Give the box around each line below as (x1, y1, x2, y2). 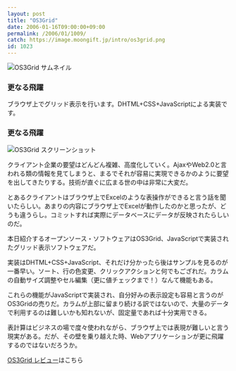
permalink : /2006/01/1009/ (7, 30, 87, 37)
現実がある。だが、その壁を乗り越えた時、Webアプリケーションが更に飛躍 (7, 332, 224, 340)
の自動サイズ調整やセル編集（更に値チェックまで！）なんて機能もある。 (7, 275, 217, 284)
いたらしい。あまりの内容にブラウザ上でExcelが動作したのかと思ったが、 (7, 201, 221, 210)
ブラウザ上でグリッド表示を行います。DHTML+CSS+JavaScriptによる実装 (7, 100, 222, 108)
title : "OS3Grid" (7, 17, 58, 24)
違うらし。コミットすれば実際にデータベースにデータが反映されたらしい (19, 210, 230, 219)
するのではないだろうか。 (7, 341, 81, 349)
